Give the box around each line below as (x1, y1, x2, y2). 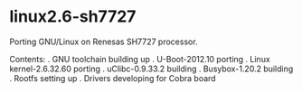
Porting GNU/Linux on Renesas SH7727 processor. (9, 36, 198, 47)
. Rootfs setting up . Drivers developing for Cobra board (9, 72, 216, 83)
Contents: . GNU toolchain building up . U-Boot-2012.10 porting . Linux (9, 53, 271, 64)
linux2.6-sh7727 (9, 6, 137, 27)
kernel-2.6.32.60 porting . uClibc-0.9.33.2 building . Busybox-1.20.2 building (9, 63, 294, 74)
